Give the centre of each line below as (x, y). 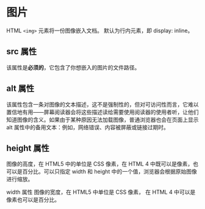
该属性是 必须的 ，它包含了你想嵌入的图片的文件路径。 (73, 67)
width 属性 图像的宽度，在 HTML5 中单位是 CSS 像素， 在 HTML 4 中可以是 (101, 192)
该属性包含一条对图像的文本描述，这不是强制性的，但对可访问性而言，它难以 (103, 104)
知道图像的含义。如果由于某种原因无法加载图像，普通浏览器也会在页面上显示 (103, 119)
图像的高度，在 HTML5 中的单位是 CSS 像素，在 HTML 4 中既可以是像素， (100, 164)
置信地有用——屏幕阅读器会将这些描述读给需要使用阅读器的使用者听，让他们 (103, 112)
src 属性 (22, 51)
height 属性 (28, 148)
